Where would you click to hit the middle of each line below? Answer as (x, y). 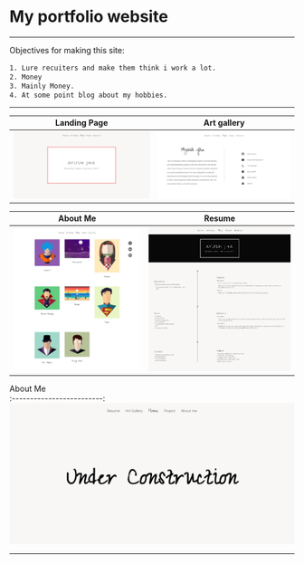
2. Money (26, 77)
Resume (220, 218)
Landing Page (82, 123)
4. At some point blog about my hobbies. (89, 95)
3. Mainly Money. (42, 86)
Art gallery (224, 123)
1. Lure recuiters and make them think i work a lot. (113, 68)
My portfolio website (89, 17)
